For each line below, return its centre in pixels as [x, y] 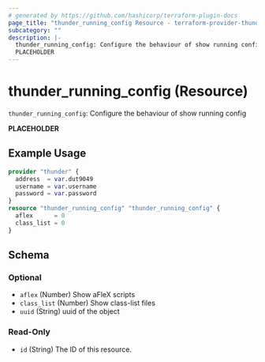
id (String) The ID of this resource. [76, 349]
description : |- [35, 38]
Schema [29, 255]
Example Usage [47, 154]
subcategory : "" [35, 30]
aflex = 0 [40, 216]
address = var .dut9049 [54, 179]
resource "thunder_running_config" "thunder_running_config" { [114, 209]
